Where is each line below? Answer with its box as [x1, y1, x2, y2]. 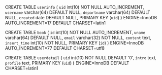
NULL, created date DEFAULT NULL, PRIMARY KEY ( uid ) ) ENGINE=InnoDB [5, 15, 157, 20]
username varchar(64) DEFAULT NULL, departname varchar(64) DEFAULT [5, 9, 151, 15]
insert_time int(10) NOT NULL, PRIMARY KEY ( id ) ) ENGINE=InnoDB [5, 40, 144, 46]
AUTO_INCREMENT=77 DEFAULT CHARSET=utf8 [5, 45, 105, 51]
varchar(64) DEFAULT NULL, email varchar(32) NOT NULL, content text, [5, 35, 152, 40]
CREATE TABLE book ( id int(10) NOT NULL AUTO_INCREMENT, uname [5, 30, 146, 35]
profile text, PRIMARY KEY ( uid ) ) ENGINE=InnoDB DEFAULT [5, 60, 130, 66]
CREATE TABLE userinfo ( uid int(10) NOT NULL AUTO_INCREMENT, [5, 4, 144, 10]
